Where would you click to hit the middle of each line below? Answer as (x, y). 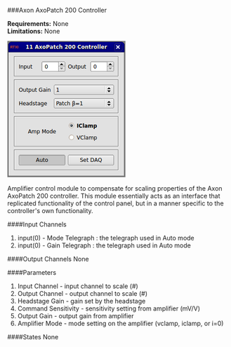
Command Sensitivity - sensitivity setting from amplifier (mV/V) (109, 308)
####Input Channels (37, 224)
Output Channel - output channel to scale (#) (82, 293)
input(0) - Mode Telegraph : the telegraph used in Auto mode (106, 238)
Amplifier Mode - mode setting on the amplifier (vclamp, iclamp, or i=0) (120, 323)
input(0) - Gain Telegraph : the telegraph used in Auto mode (104, 245)
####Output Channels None (48, 259)
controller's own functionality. (50, 211)
